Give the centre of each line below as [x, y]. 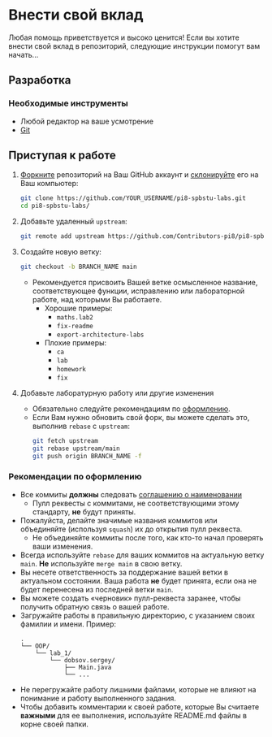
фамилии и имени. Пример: [68, 624]
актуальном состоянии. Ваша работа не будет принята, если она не [138, 581]
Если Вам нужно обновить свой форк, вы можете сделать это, [141, 417]
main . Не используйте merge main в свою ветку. [101, 563]
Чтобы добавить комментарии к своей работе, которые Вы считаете [140, 707]
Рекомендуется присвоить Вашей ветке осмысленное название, [145, 282]
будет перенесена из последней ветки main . [97, 589]
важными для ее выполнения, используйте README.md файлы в [134, 715]
